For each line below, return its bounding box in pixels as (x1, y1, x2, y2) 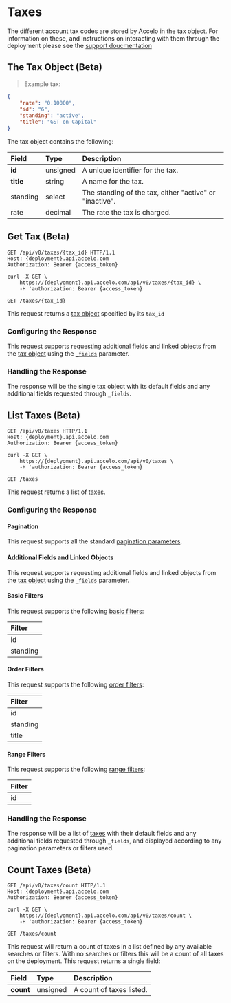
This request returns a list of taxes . (7, 488, 106, 496)
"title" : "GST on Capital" (19, 118, 97, 126)
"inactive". (82, 197, 116, 206)
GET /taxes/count (7, 930, 57, 938)
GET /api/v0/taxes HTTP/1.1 (7, 428, 88, 435)
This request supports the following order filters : (7, 680, 144, 689)
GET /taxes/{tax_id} (7, 297, 67, 304)
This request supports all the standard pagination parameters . (7, 537, 183, 546)
